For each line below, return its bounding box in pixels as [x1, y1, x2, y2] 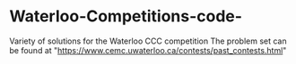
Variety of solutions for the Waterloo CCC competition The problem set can [9, 36, 287, 46]
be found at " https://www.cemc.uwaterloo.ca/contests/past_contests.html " [9, 44, 287, 55]
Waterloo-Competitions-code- [9, 6, 243, 27]
